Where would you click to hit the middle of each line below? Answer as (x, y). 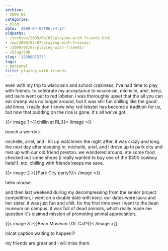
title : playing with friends (36, 71)
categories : (18, 19)
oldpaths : (16, 33)
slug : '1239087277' (26, 57)
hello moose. (19, 183)
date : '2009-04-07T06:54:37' (36, 29)
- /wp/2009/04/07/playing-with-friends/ (48, 43)
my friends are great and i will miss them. (48, 243)
